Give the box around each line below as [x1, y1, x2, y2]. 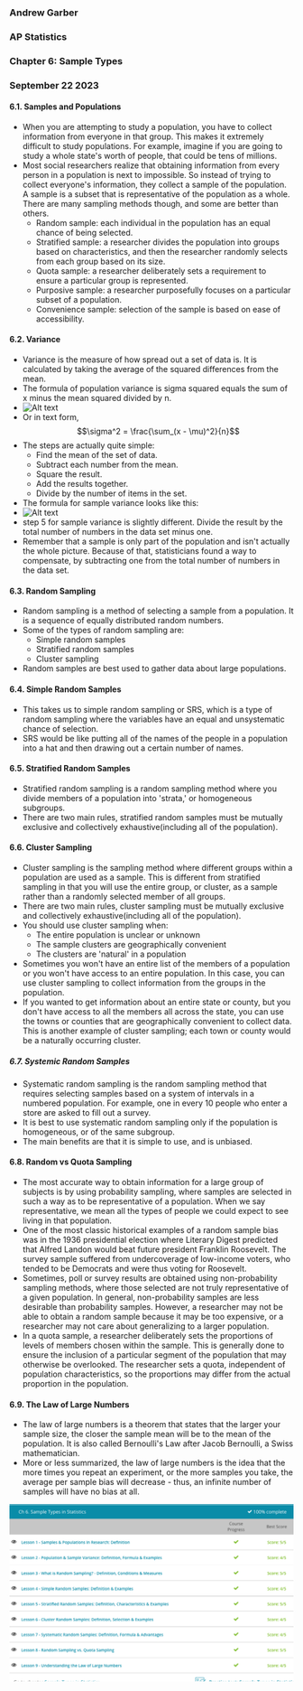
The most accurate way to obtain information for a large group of [22, 1177, 264, 1188]
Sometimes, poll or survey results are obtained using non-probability [22, 1273, 278, 1284]
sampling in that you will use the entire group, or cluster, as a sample [22, 881, 278, 892]
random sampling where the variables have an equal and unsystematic [22, 714, 286, 724]
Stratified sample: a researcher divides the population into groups [35, 237, 280, 248]
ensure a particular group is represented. [35, 275, 188, 285]
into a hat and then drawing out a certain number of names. [22, 743, 243, 753]
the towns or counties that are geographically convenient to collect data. [22, 1015, 292, 1026]
